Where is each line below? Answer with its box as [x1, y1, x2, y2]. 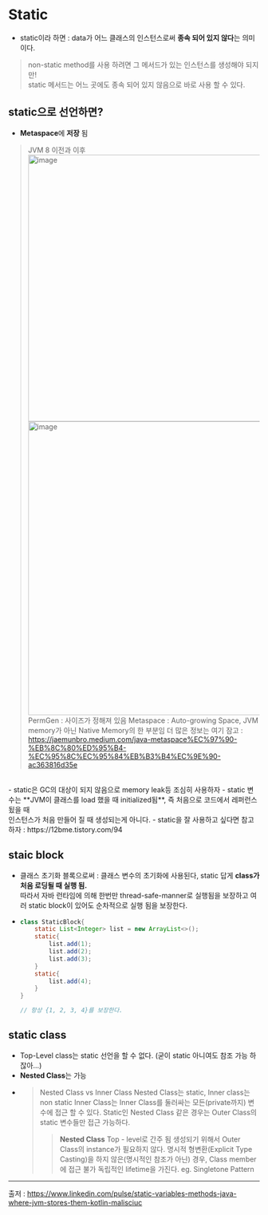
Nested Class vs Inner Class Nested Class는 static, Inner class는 [39, 1087, 250, 1097]
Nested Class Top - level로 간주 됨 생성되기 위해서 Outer [59, 1134, 241, 1144]
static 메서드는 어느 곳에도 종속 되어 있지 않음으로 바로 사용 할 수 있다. [27, 80, 246, 89]
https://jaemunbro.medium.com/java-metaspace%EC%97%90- [27, 734, 238, 744]
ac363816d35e [27, 759, 78, 769]
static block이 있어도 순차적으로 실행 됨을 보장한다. [28, 900, 188, 910]
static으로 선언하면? [8, 105, 104, 119]
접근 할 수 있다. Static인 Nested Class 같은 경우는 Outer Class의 [54, 1107, 258, 1117]
